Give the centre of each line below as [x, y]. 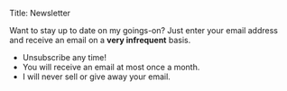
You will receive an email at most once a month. [111, 67]
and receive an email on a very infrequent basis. [100, 40]
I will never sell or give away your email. [97, 77]
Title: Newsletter [40, 13]
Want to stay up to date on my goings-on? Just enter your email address [143, 30]
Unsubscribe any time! [64, 57]
